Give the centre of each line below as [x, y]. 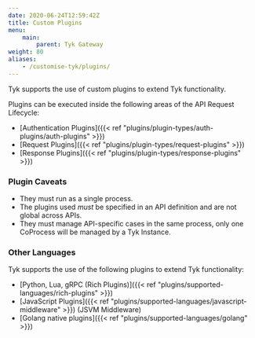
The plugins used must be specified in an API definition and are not [128, 207]
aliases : [22, 60]
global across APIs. [51, 215]
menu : [17, 30]
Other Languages [42, 252]
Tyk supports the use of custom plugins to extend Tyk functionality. [117, 89]
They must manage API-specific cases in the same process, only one [131, 224]
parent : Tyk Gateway [70, 45]
